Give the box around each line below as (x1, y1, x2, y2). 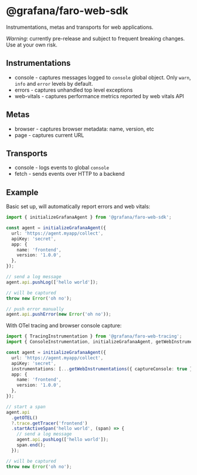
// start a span (6, 404, 46, 410)
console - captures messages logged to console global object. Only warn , (14, 73, 191, 81)
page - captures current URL (14, 131, 84, 139)
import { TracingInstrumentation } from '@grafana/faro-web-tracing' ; (6, 333, 182, 339)
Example (6, 187, 39, 198)
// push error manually (6, 306, 64, 312)
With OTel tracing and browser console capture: (6, 322, 122, 329)
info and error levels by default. (14, 80, 93, 87)
